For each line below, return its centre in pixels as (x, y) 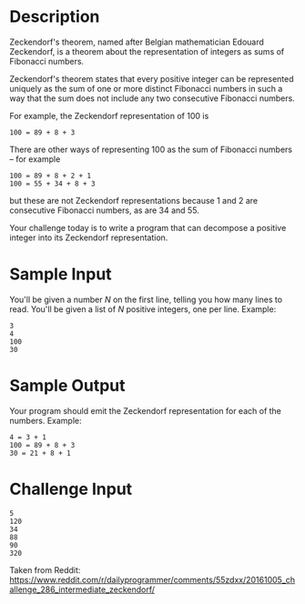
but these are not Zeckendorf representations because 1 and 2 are (133, 200)
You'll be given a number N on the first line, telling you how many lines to (146, 299)
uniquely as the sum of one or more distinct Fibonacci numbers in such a (146, 88)
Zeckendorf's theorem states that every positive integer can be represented (152, 78)
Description (55, 17)
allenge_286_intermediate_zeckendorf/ (82, 589)
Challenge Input (71, 489)
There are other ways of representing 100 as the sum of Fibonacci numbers (151, 149)
